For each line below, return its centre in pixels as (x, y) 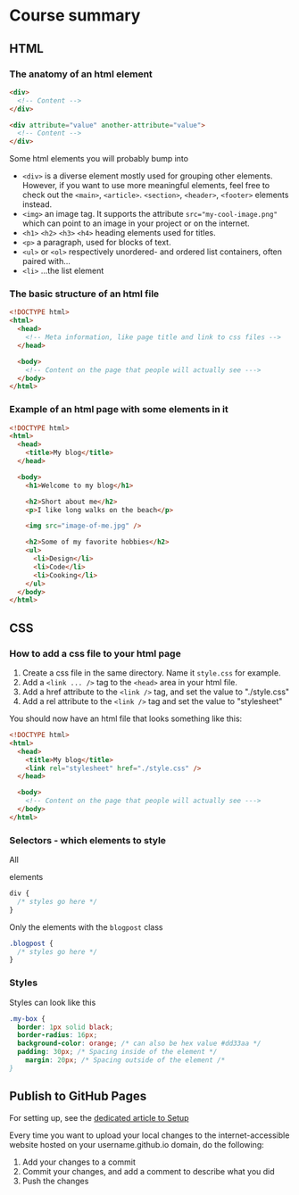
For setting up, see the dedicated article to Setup (99, 1117)
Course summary (75, 16)
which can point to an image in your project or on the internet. (136, 223)
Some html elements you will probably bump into (99, 159)
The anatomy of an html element (81, 74)
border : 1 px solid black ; (66, 1027)
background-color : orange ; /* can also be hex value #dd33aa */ (139, 1044)
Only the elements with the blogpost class (86, 927)
